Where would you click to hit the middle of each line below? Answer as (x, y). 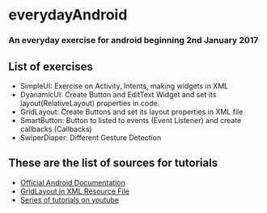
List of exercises (51, 66)
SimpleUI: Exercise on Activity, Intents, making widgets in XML (124, 86)
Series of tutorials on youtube (70, 199)
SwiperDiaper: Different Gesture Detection (91, 137)
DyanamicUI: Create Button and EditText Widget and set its (118, 94)
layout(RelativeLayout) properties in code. (90, 103)
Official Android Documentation (72, 182)
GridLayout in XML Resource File (74, 191)
